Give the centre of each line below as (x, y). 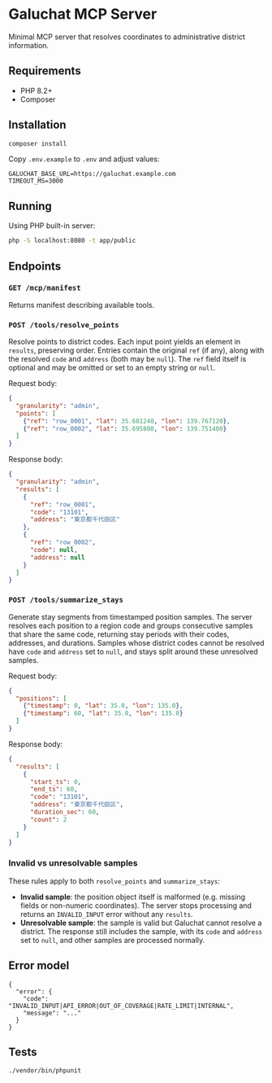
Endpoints (35, 266)
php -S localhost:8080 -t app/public (72, 241)
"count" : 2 (48, 819)
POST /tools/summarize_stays (66, 600)
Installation (37, 125)
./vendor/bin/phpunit (45, 1071)
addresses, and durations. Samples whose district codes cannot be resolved (136, 642)
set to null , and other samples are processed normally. (112, 940)
